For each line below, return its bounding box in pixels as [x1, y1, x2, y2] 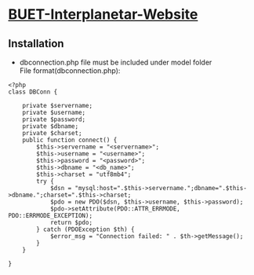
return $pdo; [49, 218, 93, 226]
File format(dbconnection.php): [19, 66, 121, 75]
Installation [8, 37, 64, 50]
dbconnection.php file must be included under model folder [19, 57, 212, 67]
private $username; [22, 108, 86, 116]
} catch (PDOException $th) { [36, 225, 135, 233]
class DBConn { [8, 88, 58, 96]
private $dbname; [22, 123, 79, 130]
